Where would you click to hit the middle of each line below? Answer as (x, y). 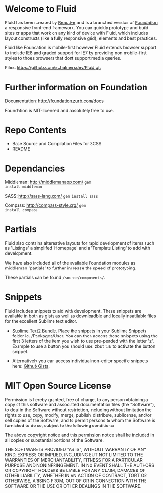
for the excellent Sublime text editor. (41, 321)
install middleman (24, 187)
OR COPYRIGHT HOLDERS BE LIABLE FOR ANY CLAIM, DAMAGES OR (75, 470)
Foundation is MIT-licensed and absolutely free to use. (60, 110)
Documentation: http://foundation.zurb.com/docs (54, 101)
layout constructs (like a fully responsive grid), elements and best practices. (81, 38)
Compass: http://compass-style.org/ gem (45, 205)
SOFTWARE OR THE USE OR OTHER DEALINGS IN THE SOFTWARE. (73, 486)
